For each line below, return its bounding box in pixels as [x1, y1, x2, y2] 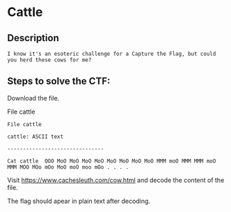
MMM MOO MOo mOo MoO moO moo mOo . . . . [7, 163, 129, 171]
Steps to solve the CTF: [7, 75, 111, 87]
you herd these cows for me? [7, 56, 92, 63]
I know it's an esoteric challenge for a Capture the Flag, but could [7, 50, 216, 57]
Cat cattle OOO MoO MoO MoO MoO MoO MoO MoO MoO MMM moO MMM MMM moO [7, 158, 216, 165]
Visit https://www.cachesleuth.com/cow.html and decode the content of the [7, 176, 225, 184]
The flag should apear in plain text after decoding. [7, 197, 151, 205]
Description [7, 32, 59, 44]
